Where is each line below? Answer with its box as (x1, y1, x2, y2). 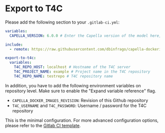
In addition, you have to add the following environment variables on (5, 82, 141, 88)
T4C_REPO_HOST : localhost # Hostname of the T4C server (14, 65, 131, 70)
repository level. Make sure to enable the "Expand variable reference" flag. (5, 88, 156, 94)
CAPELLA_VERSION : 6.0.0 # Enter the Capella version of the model (9, 33, 148, 38)
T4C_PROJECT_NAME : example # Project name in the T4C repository (14, 69, 151, 74)
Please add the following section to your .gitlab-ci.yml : (5, 19, 120, 25)
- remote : (9, 47, 29, 52)
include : (5, 42, 23, 47)
